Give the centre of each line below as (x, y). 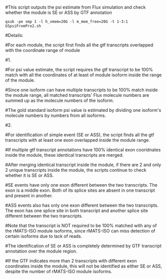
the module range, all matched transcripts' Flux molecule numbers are (77, 95)
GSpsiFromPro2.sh (23, 26)
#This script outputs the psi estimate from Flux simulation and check (76, 7)
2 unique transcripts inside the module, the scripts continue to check (76, 170)
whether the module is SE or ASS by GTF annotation (59, 12)
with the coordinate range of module (43, 50)
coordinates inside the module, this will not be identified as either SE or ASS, (84, 266)
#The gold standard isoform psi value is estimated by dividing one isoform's (83, 110)
